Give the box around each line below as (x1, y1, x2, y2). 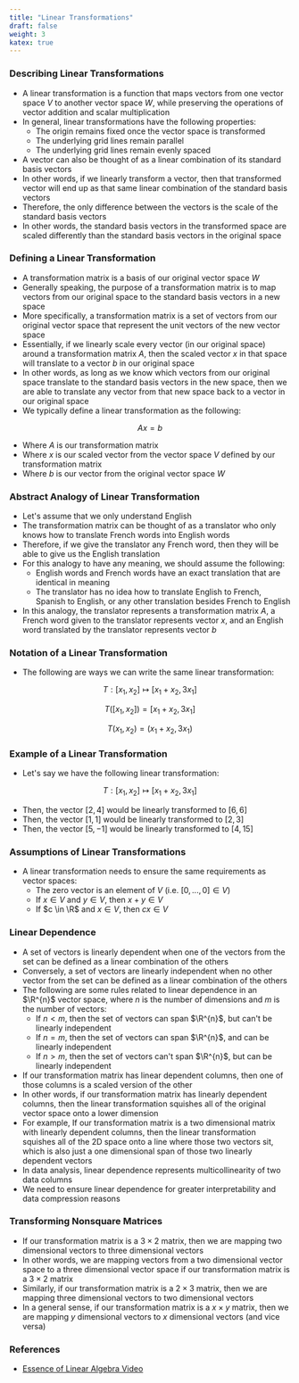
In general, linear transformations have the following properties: (21, 116, 257, 127)
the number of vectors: (21, 1003, 107, 1014)
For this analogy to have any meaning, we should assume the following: (21, 559, 286, 569)
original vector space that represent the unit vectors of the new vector (21, 319, 281, 330)
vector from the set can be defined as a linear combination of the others (21, 974, 287, 986)
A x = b (137, 422, 163, 433)
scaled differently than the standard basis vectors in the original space (21, 229, 282, 241)
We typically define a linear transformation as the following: (21, 405, 241, 416)
